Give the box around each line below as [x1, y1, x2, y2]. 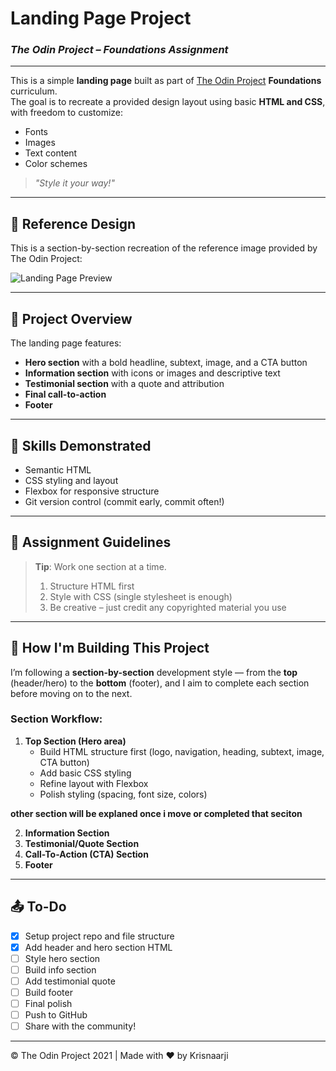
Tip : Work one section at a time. [34, 560, 167, 572]
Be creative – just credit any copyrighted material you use [49, 601, 287, 613]
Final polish [24, 998, 73, 1010]
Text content [24, 147, 78, 159]
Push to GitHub [24, 1009, 88, 1021]
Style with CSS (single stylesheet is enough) [49, 590, 233, 602]
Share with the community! [24, 1020, 137, 1032]
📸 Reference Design [10, 215, 137, 232]
